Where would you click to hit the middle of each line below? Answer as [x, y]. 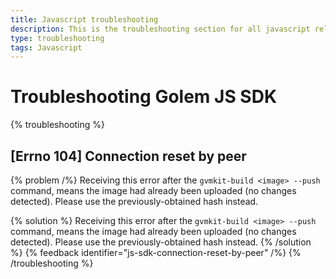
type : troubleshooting [57, 38]
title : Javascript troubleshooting [84, 19]
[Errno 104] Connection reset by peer [128, 156]
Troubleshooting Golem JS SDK [144, 97]
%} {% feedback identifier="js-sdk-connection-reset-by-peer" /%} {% [156, 252]
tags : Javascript [46, 47]
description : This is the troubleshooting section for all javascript [160, 29]
